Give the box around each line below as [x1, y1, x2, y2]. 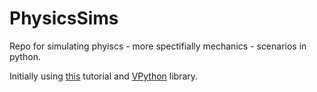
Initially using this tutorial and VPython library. [9, 70, 199, 82]
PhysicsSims [9, 7, 119, 30]
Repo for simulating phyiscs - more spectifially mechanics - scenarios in [9, 40, 307, 52]
